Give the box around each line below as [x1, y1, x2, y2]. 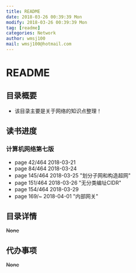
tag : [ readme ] [6, 24, 41, 31]
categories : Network [6, 30, 57, 36]
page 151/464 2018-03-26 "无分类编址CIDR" [14, 179, 121, 186]
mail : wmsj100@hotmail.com [6, 41, 72, 47]
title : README [6, 8, 41, 15]
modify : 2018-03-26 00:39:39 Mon [6, 19, 88, 25]
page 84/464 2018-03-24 [14, 164, 77, 172]
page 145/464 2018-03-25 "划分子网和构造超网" [14, 171, 131, 178]
